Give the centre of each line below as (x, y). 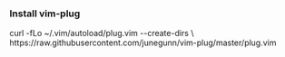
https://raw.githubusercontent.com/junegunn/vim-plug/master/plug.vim (143, 43)
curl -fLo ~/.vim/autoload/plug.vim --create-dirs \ (102, 33)
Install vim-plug (45, 14)
